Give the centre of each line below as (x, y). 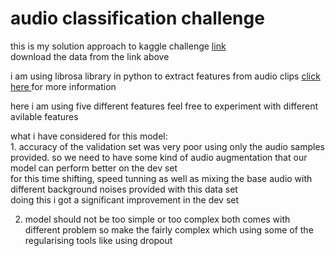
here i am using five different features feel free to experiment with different (164, 106)
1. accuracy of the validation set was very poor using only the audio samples (167, 146)
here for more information (63, 86)
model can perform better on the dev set (94, 168)
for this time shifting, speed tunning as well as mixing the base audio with (161, 178)
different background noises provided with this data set (124, 189)
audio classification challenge (137, 18)
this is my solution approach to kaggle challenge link (118, 46)
